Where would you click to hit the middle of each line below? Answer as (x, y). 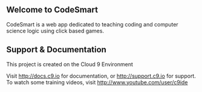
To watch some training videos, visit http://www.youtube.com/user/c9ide (97, 82)
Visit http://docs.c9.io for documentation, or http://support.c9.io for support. (101, 76)
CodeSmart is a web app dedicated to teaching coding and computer (92, 24)
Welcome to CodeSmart (52, 10)
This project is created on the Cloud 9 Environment (70, 64)
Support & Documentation (57, 50)
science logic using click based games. (55, 31)
